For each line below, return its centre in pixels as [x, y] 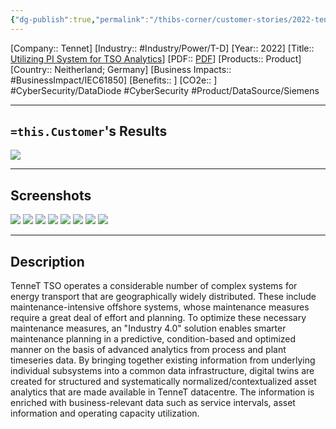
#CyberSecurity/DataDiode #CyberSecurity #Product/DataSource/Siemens [165, 90]
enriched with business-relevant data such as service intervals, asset [153, 403]
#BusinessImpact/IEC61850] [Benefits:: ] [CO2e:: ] [114, 80]
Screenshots [51, 195]
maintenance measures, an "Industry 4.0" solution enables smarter [148, 328]
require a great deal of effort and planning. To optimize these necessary [158, 318]
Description [47, 261]
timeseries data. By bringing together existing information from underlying [163, 360]
